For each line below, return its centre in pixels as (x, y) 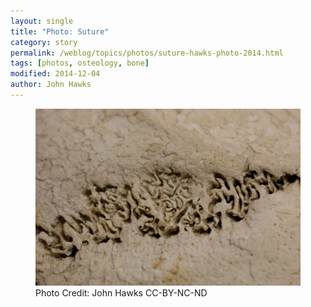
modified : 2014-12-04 (55, 74)
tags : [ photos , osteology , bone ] (80, 63)
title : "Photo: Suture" (60, 31)
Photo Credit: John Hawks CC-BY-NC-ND (121, 292)
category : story (44, 42)
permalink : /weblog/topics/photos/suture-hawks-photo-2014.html (147, 53)
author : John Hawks (51, 85)
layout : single (42, 21)
